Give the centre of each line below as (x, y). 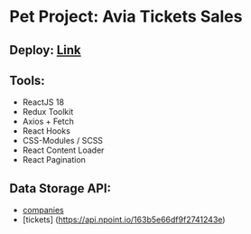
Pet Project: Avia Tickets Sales (126, 17)
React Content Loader (63, 150)
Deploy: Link (45, 50)
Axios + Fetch (48, 122)
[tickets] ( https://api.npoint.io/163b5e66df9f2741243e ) (124, 220)
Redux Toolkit (48, 112)
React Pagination (54, 160)
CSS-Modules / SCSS (63, 141)
